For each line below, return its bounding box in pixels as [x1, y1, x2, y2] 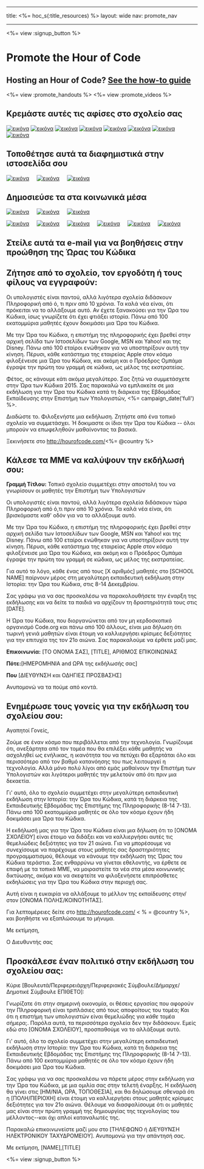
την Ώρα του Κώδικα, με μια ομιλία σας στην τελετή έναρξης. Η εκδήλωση [6, 1081, 197, 1089]
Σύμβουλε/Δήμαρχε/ [127, 982, 180, 989]
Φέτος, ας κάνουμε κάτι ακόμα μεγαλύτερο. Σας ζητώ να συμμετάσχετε [6, 375, 190, 382]
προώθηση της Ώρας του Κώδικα [6, 247, 136, 257]
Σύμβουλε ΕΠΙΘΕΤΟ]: [30, 988, 85, 996]
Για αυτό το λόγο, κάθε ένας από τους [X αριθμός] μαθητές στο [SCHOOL [6, 568, 194, 575]
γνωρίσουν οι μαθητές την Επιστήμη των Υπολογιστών [6, 487, 146, 494]
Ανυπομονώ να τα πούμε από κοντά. [6, 683, 98, 691]
